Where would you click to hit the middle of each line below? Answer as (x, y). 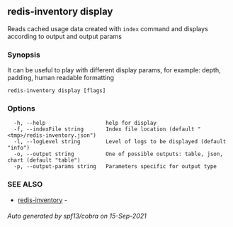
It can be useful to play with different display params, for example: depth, (114, 70)
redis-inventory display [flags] (57, 91)
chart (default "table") (44, 160)
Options (21, 109)
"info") (19, 148)
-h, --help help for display (85, 123)
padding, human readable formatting (61, 78)
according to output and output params (65, 36)
